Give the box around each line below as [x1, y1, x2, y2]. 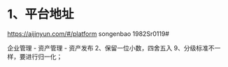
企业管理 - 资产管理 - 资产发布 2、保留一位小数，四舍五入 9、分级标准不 [7, 44, 215, 52]
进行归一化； [25, 52, 63, 61]
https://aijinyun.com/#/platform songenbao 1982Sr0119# [7, 29, 170, 38]
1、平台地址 [7, 6, 75, 22]
